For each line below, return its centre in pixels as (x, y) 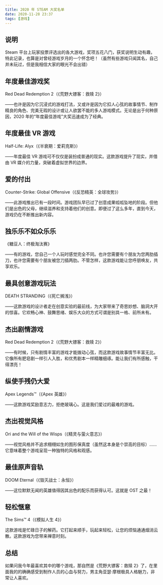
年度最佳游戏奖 (27, 81)
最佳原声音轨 (24, 467)
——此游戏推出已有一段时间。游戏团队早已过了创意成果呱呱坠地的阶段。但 (79, 202)
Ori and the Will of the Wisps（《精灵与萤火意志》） (55, 434)
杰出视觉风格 (24, 421)
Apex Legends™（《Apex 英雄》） (37, 394)
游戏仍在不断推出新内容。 (31, 214)
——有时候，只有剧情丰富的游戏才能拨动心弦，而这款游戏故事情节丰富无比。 (81, 352)
